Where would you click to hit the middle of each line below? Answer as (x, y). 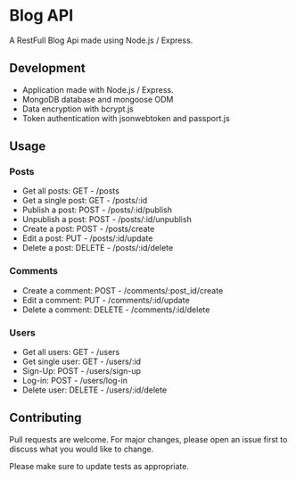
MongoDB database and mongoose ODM (98, 99)
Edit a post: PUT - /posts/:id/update (87, 238)
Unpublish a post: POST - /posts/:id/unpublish (107, 219)
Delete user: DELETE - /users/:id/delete (95, 390)
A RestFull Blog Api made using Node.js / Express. (101, 40)
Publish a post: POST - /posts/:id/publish (97, 210)
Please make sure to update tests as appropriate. (99, 466)
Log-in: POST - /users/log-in (74, 381)
